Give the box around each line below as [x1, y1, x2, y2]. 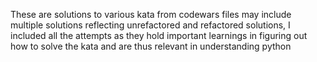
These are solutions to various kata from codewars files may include [10, 9, 292, 20]
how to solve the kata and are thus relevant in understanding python [10, 40, 292, 52]
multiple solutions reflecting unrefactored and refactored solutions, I [10, 19, 291, 31]
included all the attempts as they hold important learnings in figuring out [10, 30, 308, 41]
